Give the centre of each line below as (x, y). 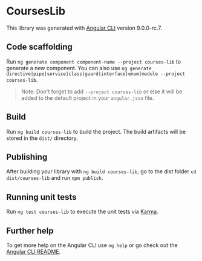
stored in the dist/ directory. (42, 138)
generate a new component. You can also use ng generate (79, 68)
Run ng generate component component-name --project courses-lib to (94, 61)
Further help (30, 230)
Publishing (27, 157)
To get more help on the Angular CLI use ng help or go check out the (92, 245)
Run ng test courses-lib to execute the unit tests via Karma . (82, 212)
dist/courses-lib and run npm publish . (55, 178)
